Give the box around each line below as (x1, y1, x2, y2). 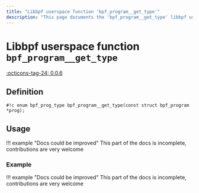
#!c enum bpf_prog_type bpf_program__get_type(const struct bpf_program (6, 102, 190, 108)
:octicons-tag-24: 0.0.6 (6, 69, 63, 77)
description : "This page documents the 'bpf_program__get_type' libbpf (6, 14, 187, 20)
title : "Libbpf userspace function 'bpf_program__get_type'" (6, 8, 161, 15)
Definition (6, 86, 43, 96)
